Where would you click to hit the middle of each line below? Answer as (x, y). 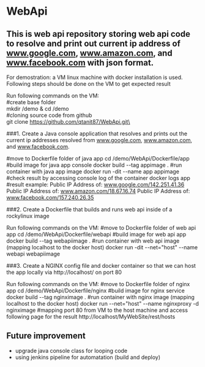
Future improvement (46, 336)
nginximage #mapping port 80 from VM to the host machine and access (97, 310)
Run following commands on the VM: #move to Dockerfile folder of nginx (98, 284)
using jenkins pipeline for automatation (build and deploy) (88, 357)
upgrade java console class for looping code (71, 350)
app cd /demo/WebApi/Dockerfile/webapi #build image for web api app (96, 234)
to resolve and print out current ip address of (93, 43)
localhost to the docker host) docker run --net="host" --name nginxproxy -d (102, 304)
